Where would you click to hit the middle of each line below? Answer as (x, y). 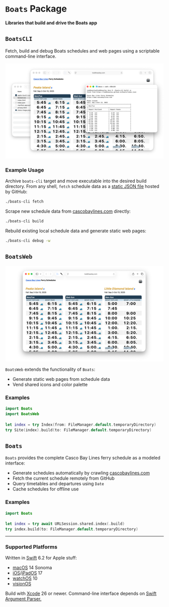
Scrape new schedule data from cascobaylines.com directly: (68, 211)
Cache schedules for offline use (46, 489)
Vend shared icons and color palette (50, 384)
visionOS (22, 584)
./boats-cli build (24, 221)
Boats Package (36, 9)
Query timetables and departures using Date (58, 484)
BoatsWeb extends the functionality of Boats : (50, 369)
